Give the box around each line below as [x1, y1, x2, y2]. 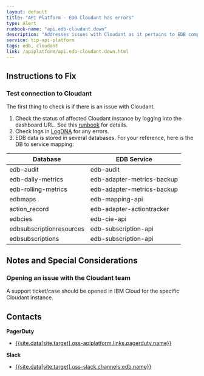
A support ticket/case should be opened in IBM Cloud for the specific [6, 287, 180, 295]
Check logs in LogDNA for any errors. [15, 128, 109, 135]
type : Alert [6, 20, 36, 26]
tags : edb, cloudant [6, 43, 59, 49]
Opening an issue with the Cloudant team [6, 273, 131, 282]
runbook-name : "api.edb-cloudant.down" [6, 26, 107, 32]
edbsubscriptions [9, 235, 59, 243]
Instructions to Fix [6, 71, 77, 82]
